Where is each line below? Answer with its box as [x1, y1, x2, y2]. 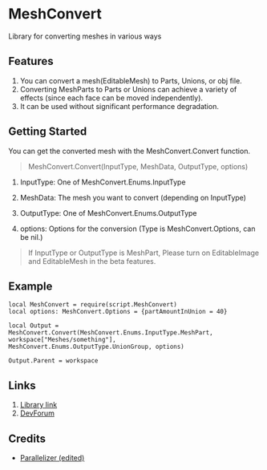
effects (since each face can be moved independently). [19, 93, 203, 103]
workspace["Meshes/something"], [8, 336, 116, 344]
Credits [8, 432, 47, 445]
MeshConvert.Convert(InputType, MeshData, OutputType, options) [27, 161, 249, 171]
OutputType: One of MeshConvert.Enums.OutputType [19, 208, 197, 217]
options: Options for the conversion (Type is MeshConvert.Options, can [19, 224, 256, 233]
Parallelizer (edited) [19, 453, 85, 462]
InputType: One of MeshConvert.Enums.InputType [19, 177, 186, 187]
